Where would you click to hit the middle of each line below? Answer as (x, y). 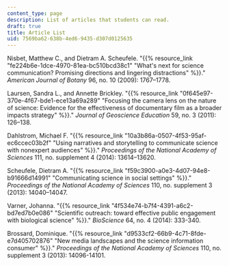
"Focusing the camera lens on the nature (159, 101)
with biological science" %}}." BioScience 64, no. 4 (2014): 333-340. (104, 220)
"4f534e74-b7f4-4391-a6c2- (152, 206)
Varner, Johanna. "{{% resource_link (59, 206)
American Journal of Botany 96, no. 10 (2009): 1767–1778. (89, 80)
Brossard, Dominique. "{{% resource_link (65, 234)
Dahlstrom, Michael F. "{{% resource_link (65, 136)
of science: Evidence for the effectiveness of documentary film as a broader (114, 108)
